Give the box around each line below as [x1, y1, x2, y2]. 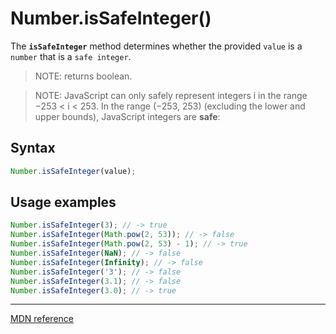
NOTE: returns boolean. [34, 70, 133, 82]
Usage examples [10, 194, 117, 211]
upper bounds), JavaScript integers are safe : [34, 110, 221, 122]
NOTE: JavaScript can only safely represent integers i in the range [34, 89, 308, 101]
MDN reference [10, 313, 75, 325]
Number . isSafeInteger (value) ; [10, 166, 137, 176]
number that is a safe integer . [10, 50, 132, 62]
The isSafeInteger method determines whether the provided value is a [10, 40, 303, 52]
